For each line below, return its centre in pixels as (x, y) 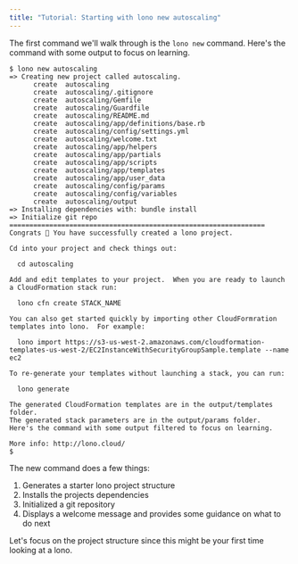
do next (36, 523)
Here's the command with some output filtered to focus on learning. (141, 428)
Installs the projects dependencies (85, 494)
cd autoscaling (46, 264)
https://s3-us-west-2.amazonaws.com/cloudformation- (166, 342)
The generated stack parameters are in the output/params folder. (135, 420)
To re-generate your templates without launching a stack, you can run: (147, 373)
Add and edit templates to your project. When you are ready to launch (147, 279)
